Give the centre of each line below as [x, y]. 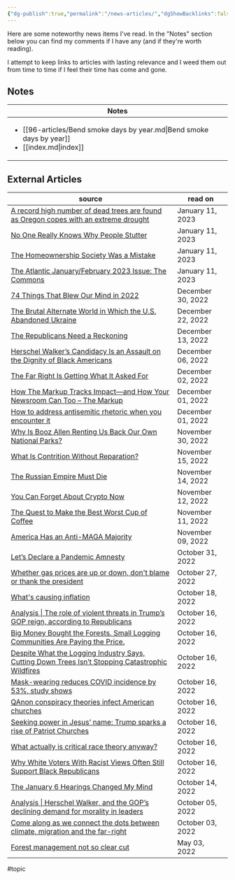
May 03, [191, 843]
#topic [16, 869]
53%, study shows [42, 691]
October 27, [197, 573]
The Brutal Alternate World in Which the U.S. [84, 311]
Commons [28, 280]
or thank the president [47, 581]
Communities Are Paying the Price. [68, 642]
